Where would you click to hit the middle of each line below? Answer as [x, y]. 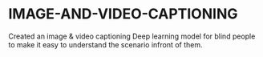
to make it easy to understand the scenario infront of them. [105, 44]
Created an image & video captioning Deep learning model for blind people [132, 36]
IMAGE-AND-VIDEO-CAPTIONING [123, 14]
